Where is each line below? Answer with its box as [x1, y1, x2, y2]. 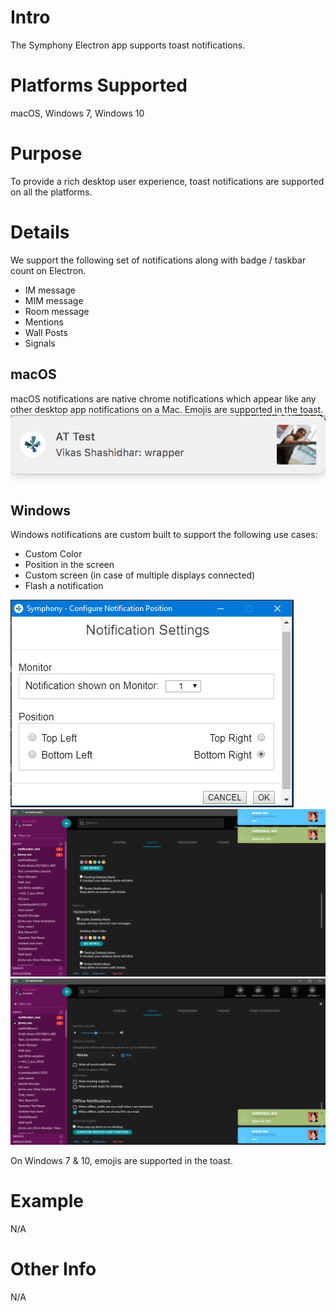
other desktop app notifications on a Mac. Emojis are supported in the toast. [10, 403, 324, 415]
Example [10, 1190, 84, 1213]
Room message [24, 305, 90, 317]
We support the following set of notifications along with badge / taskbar [10, 254, 307, 266]
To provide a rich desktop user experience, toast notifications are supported [10, 175, 325, 187]
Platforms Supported [10, 74, 188, 97]
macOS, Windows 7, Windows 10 [10, 107, 145, 119]
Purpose [10, 142, 83, 165]
